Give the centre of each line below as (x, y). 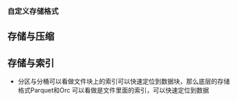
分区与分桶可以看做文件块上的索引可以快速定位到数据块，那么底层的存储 (123, 81)
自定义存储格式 (33, 11)
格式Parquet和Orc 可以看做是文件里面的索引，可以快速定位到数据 (113, 90)
